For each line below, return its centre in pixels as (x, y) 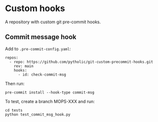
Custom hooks (35, 8)
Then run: (15, 83)
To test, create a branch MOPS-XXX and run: (50, 101)
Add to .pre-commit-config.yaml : (38, 48)
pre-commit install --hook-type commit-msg (50, 92)
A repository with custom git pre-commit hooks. (53, 22)
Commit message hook (41, 37)
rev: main (24, 66)
